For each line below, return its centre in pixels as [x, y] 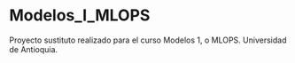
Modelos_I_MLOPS [80, 16]
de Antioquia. [34, 49]
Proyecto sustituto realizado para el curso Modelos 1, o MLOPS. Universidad [148, 40]
